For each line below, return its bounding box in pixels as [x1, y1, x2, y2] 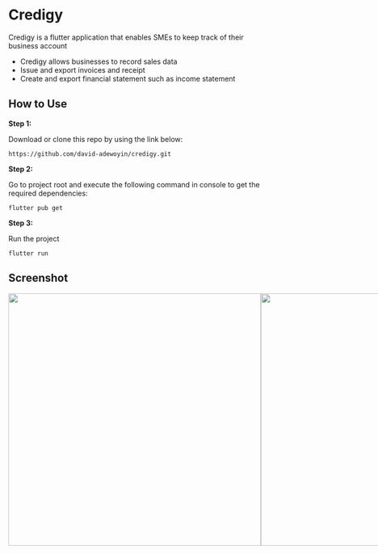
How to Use [8, 97, 68, 111]
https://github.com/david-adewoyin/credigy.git [8, 149, 172, 158]
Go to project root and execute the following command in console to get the [8, 179, 260, 189]
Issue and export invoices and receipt [19, 65, 145, 74]
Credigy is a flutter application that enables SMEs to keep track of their [8, 32, 244, 42]
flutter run [8, 249, 48, 258]
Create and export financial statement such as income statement [19, 73, 236, 83]
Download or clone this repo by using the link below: [8, 134, 183, 144]
